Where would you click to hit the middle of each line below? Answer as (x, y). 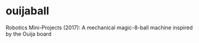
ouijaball (27, 11)
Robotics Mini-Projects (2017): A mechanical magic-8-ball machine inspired (99, 27)
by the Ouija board (29, 33)
